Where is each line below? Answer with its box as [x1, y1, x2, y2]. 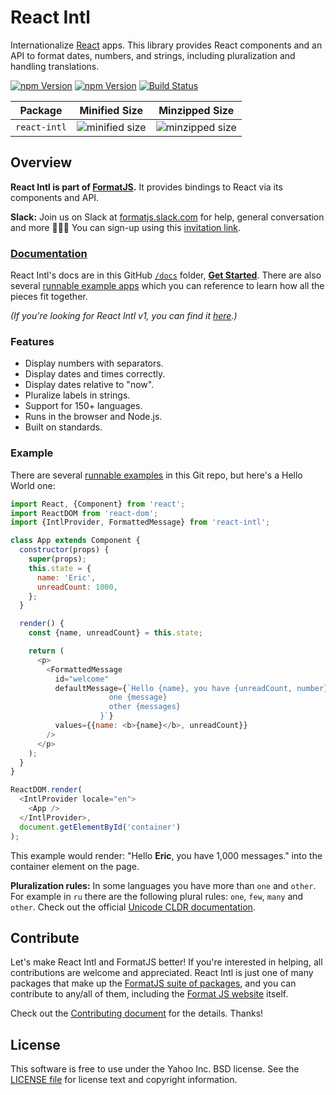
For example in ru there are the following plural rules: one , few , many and [10, 890, 304, 902]
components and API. [10, 191, 100, 203]
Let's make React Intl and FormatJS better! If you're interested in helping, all [10, 956, 323, 968]
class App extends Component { [10, 536, 141, 546]
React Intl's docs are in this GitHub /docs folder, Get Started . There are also [10, 269, 322, 281]
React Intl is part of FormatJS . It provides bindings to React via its [10, 181, 283, 193]
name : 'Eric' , [36, 572, 97, 583]
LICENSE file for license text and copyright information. [10, 1074, 238, 1086]
